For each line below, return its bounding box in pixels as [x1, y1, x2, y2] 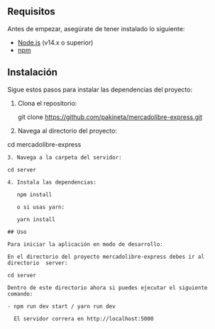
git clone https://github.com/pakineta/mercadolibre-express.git [17, 113, 203, 121]
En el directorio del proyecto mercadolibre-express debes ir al [7, 253, 204, 260]
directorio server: [7, 259, 69, 267]
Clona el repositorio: [17, 99, 77, 107]
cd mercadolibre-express [7, 140, 82, 148]
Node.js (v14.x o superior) [17, 38, 94, 47]
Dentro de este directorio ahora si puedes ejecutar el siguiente [7, 284, 208, 291]
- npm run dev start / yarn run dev [7, 303, 116, 310]
